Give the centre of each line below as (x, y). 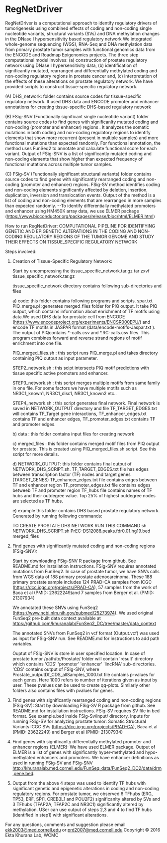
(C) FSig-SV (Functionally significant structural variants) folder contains (78, 174)
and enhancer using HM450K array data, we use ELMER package (72, 211)
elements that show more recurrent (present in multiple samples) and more (82, 138)
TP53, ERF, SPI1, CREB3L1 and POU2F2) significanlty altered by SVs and (86, 799)
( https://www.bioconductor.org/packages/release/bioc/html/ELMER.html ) (80, 216)
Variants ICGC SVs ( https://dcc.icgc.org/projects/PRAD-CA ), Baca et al (85, 726)
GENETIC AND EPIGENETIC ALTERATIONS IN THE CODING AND (71, 231)
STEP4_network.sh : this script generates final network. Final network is (86, 403)
